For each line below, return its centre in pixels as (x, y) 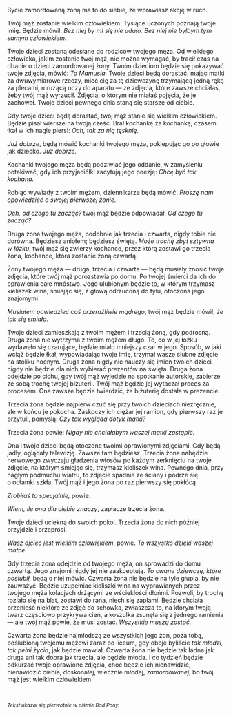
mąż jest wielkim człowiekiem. (50, 679)
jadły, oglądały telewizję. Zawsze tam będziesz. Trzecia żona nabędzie (108, 453)
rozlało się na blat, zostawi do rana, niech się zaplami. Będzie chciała (105, 600)
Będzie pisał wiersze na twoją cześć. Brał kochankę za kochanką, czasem (112, 123)
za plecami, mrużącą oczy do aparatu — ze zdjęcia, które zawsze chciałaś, (114, 88)
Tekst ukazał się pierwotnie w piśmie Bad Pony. (63, 705)
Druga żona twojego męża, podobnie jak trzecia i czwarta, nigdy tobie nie (112, 234)
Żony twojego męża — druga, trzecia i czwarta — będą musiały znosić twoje (116, 269)
